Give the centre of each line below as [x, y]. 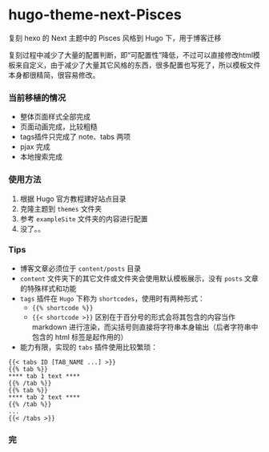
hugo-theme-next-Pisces [95, 15]
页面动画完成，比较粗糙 [58, 127]
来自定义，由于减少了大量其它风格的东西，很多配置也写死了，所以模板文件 [138, 65]
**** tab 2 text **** [44, 397]
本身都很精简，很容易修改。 [54, 75]
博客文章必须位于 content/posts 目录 [80, 268]
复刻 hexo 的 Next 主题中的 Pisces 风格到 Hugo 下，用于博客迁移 [115, 38]
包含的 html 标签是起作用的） [80, 337]
